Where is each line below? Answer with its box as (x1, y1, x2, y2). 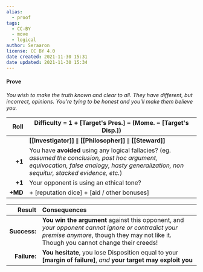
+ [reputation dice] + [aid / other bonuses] (29, 188, 150, 197)
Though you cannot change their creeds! (42, 238, 158, 247)
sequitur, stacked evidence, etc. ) (29, 168, 123, 177)
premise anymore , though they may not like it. (42, 230, 172, 239)
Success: (9, 227, 37, 235)
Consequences (42, 206, 87, 214)
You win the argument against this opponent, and (42, 215, 184, 224)
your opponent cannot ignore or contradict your (42, 223, 178, 232)
